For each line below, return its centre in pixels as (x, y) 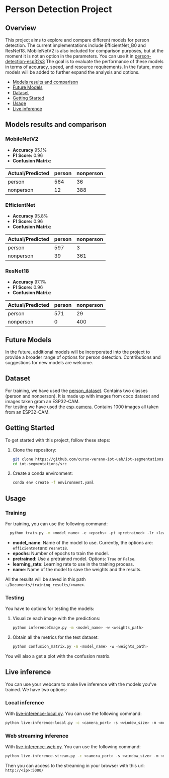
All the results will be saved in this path (46, 579)
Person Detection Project (59, 9)
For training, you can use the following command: (57, 524)
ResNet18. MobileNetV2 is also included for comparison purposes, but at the (84, 51)
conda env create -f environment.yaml (53, 483)
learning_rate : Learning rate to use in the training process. (73, 564)
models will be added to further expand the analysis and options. (72, 72)
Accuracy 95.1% (29, 150)
